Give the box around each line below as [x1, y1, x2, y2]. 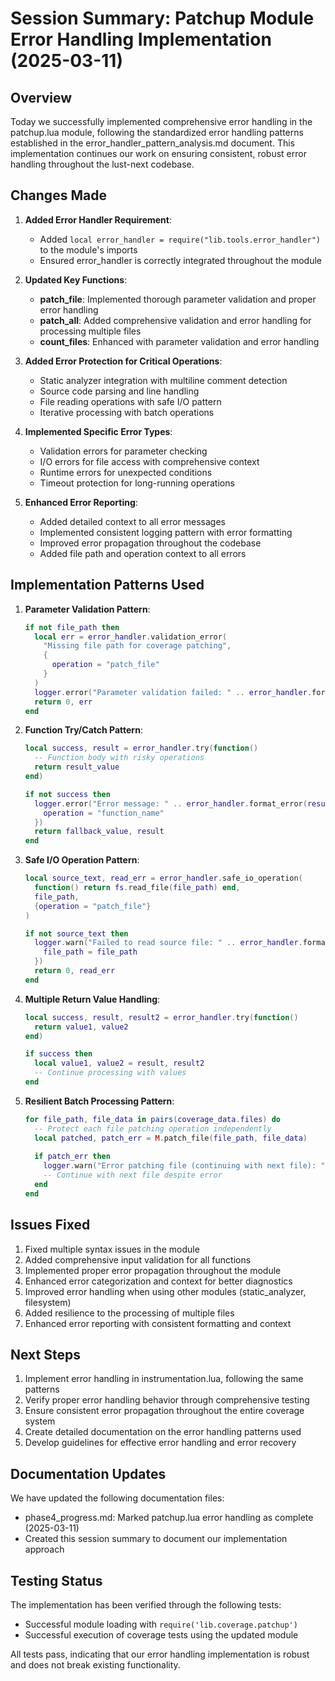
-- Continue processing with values [34, 1068, 187, 1078]
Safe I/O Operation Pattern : [24, 854, 140, 866]
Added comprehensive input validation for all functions [24, 1253, 252, 1266]
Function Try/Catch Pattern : [24, 724, 143, 736]
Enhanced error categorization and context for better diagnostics [24, 1275, 293, 1287]
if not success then [24, 789, 111, 799]
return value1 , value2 [34, 1022, 129, 1032]
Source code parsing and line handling [39, 385, 200, 397]
